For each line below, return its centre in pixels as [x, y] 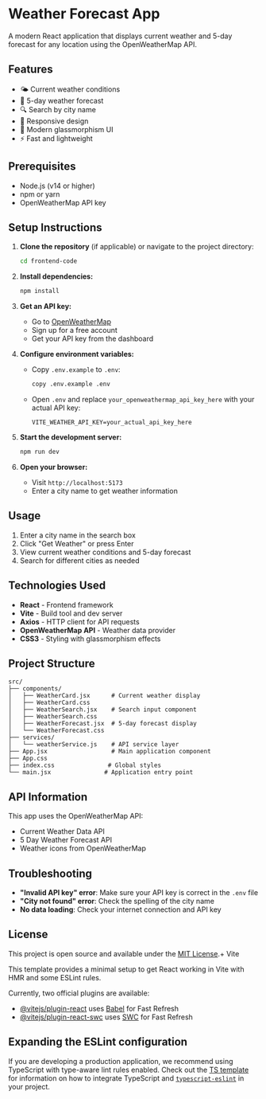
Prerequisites [42, 167]
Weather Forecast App [84, 14]
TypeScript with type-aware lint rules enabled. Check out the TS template [129, 1070]
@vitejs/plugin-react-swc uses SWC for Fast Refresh [106, 1017]
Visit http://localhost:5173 [77, 482]
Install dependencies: [56, 276]
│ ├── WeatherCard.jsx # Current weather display [104, 696]
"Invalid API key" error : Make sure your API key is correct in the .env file [139, 892]
